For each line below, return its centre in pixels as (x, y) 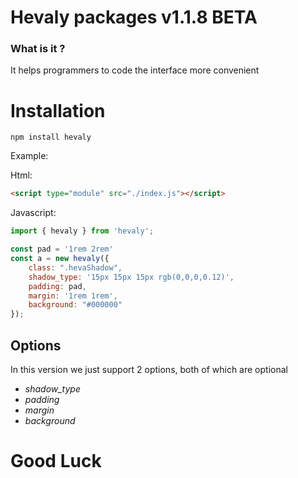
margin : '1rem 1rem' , (73, 296)
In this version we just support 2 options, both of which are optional (149, 369)
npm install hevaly (51, 137)
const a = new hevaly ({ (60, 259)
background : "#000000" (75, 305)
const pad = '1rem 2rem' (62, 249)
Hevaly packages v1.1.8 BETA (134, 17)
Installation (58, 110)
